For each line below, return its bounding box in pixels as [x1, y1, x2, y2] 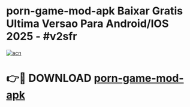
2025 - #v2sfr [6, 30, 77, 43]
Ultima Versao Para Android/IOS [6, 17, 169, 30]
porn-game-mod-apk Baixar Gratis [6, 4, 183, 18]
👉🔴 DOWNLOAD [6, 72, 92, 85]
